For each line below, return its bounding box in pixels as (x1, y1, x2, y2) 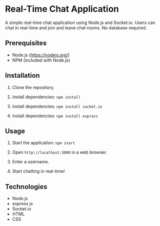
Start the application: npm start (12, 140, 76, 146)
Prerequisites (5, 39, 47, 47)
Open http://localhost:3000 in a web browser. (12, 149, 107, 155)
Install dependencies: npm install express (12, 113, 99, 118)
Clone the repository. (12, 84, 55, 90)
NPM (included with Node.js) (12, 57, 70, 63)
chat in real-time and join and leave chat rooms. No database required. (5, 24, 147, 30)
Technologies (5, 182, 48, 191)
